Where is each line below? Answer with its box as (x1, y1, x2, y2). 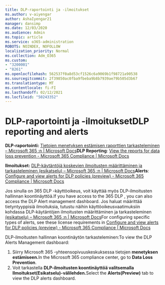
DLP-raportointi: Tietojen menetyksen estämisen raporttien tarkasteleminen (5, 143, 160, 149)
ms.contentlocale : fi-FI (5, 85, 56, 90)
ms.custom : (5, 58, 28, 63)
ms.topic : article (5, 35, 43, 40)
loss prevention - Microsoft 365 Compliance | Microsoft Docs (5, 153, 130, 159)
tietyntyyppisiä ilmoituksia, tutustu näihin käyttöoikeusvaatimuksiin (5, 204, 140, 210)
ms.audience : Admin (5, 30, 45, 35)
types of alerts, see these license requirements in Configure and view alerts (5, 219, 159, 225)
